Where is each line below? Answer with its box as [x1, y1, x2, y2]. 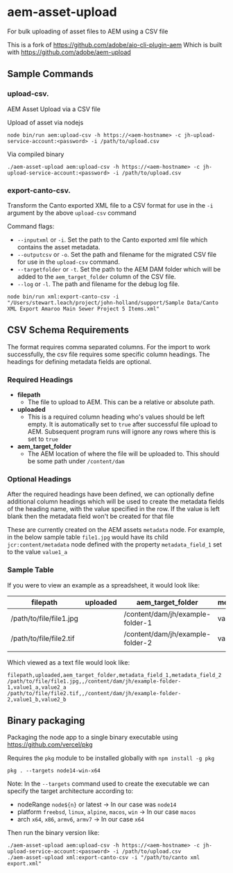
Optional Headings [7, 474, 71, 483]
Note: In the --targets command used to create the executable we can [7, 779, 209, 788]
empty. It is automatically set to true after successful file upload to [27, 420, 218, 429]
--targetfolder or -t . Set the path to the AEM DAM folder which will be [17, 265, 221, 273]
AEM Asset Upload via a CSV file [7, 105, 101, 113]
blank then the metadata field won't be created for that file [7, 512, 174, 521]
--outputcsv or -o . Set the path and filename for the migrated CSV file [17, 250, 217, 258]
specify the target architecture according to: [7, 787, 134, 795]
